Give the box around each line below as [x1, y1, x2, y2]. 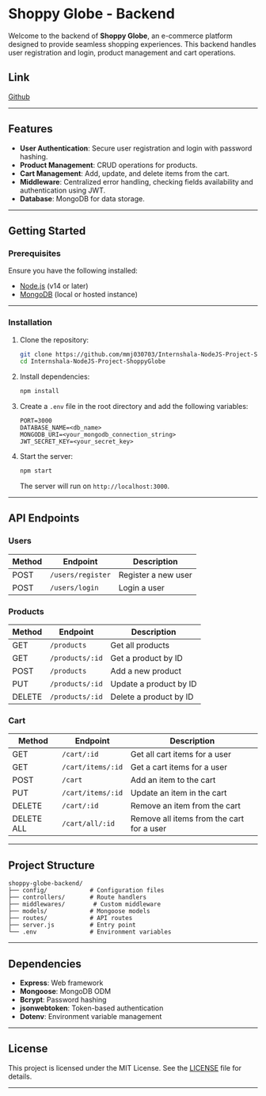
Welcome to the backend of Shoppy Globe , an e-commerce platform [8, 31, 234, 40]
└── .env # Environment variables [8, 928, 172, 936]
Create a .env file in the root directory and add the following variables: [19, 402, 249, 411]
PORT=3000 [19, 417, 53, 425]
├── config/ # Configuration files [8, 887, 165, 895]
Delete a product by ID [110, 691, 194, 702]
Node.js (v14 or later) [19, 281, 89, 291]
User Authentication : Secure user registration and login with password [19, 143, 253, 153]
